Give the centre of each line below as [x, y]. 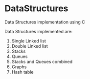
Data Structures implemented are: [39, 31]
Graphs [19, 67]
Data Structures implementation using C [45, 22]
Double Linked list [30, 46]
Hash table [22, 72]
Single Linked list [29, 41]
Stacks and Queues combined [42, 61]
